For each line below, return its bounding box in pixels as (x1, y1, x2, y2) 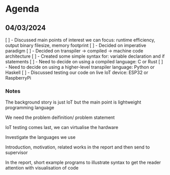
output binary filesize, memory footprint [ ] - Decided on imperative (5, 42, 147, 48)
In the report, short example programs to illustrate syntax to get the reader (5, 159, 161, 166)
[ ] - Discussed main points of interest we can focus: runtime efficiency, (5, 37, 155, 43)
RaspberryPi (5, 75, 32, 81)
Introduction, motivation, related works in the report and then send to (5, 144, 150, 151)
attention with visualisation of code (5, 165, 79, 171)
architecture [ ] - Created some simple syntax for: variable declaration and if (5, 53, 165, 59)
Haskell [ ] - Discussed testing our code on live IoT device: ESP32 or (5, 69, 149, 76)
